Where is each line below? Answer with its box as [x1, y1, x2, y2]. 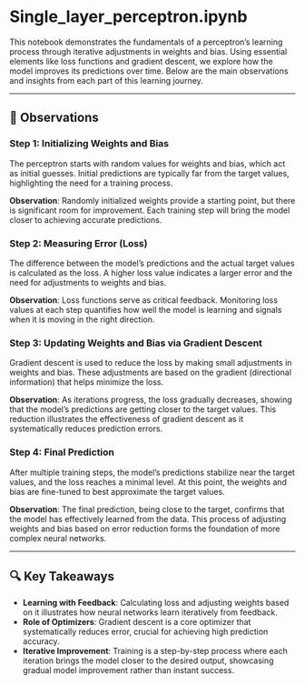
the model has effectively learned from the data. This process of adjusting [9, 513, 287, 524]
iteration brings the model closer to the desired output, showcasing [22, 655, 274, 666]
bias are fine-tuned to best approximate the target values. [9, 486, 225, 497]
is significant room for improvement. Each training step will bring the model [9, 205, 290, 216]
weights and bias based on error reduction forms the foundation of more [9, 523, 280, 534]
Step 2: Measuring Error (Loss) [9, 237, 148, 249]
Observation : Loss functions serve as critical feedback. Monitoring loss [9, 294, 279, 306]
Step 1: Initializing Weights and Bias [9, 137, 170, 150]
